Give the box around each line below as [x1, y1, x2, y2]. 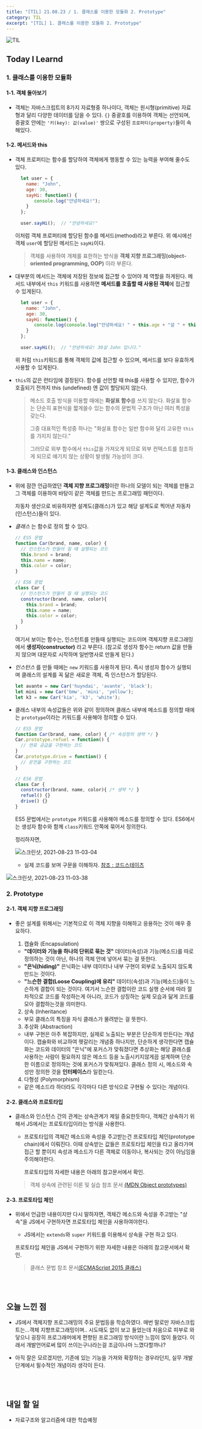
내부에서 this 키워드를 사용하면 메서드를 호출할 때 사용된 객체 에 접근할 [26, 280, 191, 287]
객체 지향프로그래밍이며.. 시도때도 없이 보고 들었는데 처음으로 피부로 [29, 1327, 188, 1334]
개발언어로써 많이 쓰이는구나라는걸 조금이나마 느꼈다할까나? [26, 1342, 167, 1349]
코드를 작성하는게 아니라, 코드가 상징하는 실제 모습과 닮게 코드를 [44, 993, 194, 1000]
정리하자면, [14, 835, 41, 843]
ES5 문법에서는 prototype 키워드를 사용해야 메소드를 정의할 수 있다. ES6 [14, 815, 185, 823]
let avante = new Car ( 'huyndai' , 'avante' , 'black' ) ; [14, 683, 153, 689]
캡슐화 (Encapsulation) [23, 940, 79, 947]
